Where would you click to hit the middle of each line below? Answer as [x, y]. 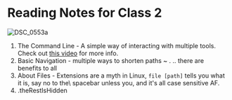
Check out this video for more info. [68, 53]
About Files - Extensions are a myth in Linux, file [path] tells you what [121, 76]
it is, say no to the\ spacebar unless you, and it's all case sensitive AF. [118, 83]
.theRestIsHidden [43, 90]
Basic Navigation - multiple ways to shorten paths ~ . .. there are [111, 60]
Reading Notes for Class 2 [85, 13]
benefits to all [37, 68]
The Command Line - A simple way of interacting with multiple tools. [117, 45]
